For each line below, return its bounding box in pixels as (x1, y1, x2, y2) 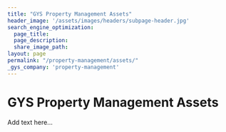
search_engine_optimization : (7, 24, 94, 31)
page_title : (14, 30, 50, 38)
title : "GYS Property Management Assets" (7, 10, 133, 18)
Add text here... (7, 118, 53, 126)
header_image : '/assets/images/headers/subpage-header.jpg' (7, 17, 190, 24)
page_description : (14, 37, 69, 44)
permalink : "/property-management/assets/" (7, 57, 139, 64)
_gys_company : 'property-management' (7, 64, 120, 71)
